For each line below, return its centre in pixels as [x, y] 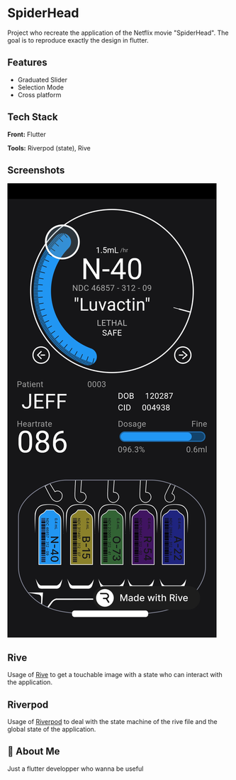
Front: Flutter [27, 134]
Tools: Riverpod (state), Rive [49, 148]
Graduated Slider [42, 79]
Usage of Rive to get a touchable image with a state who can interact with [115, 675]
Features [27, 63]
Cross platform [39, 94]
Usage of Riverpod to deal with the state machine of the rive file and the [112, 721]
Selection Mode [40, 87]
